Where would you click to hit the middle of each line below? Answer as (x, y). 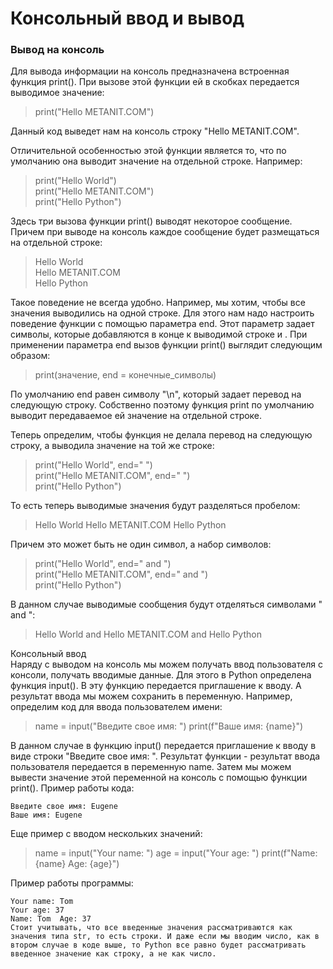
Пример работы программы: (72, 883)
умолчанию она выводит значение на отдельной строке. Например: (156, 161)
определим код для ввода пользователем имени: (116, 707)
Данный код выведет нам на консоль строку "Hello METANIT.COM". (155, 131)
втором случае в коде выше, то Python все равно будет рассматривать (158, 945)
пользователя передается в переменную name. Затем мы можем (151, 767)
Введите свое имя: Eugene (64, 807)
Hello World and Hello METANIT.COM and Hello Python (148, 634)
